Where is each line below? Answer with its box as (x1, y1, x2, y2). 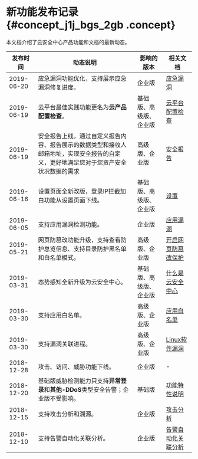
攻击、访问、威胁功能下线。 (38, 362, 115, 371)
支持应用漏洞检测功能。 (38, 220, 103, 228)
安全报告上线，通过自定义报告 (38, 132, 121, 140)
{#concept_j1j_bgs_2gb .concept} (6, 18, 176, 32)
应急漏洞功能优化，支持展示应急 (38, 74, 127, 83)
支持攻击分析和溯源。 (38, 409, 97, 418)
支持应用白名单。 (38, 311, 85, 319)
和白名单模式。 (38, 253, 80, 261)
